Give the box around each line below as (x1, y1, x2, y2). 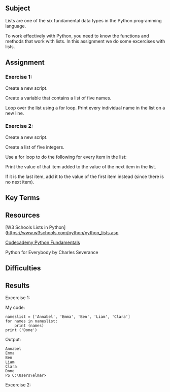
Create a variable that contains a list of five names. (5, 95, 112, 101)
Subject (5, 4, 30, 13)
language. (5, 23, 26, 29)
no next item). (5, 179, 35, 185)
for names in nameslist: (5, 319, 58, 324)
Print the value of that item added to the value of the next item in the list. (5, 163, 156, 169)
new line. (5, 110, 24, 116)
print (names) (14, 323, 44, 329)
